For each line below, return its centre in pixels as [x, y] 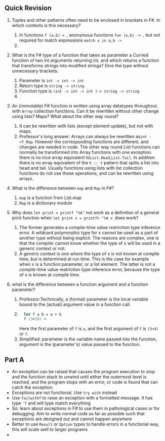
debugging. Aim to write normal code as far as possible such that [78, 414]
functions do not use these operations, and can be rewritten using [86, 173]
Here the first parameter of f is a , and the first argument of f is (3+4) [89, 328]
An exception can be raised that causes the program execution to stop [83, 372]
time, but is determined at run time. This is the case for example [84, 259]
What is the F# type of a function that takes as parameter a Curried [80, 55]
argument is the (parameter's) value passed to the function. [80, 344]
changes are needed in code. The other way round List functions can [89, 147]
